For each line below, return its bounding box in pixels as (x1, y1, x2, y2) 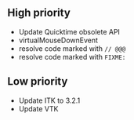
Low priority (7, 75, 68, 89)
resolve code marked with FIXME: (18, 52, 126, 61)
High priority (7, 6, 71, 20)
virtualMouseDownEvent (18, 35, 99, 45)
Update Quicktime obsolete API (18, 27, 121, 36)
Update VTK (18, 104, 59, 113)
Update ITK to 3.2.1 (18, 96, 81, 105)
